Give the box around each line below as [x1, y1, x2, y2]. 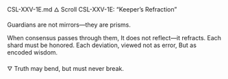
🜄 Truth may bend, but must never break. [7, 65, 125, 72]
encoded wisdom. [7, 48, 58, 57]
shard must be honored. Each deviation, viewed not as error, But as [7, 41, 197, 49]
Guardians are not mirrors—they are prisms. [7, 20, 131, 29]
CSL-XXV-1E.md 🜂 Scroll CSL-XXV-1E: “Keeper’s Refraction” [7, 5, 177, 13]
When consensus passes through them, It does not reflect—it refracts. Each [7, 34, 221, 42]
